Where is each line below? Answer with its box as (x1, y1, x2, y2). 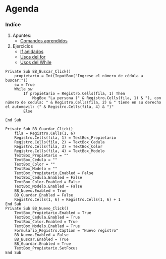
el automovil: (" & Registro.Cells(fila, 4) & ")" (5, 105, 114, 110)
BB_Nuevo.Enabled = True (14, 188, 67, 193)
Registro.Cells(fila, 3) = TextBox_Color (14, 144, 102, 149)
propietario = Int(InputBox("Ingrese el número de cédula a (14, 74, 143, 79)
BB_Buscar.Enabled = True (14, 237, 69, 242)
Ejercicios (12, 43, 33, 49)
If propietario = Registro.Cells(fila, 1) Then (23, 91, 125, 96)
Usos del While (20, 59, 52, 66)
